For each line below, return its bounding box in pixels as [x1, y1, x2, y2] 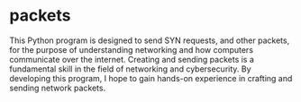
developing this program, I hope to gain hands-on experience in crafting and [9, 72, 293, 83]
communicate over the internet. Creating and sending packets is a [9, 54, 255, 64]
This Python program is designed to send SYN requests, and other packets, [9, 35, 290, 46]
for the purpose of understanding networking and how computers [9, 44, 254, 55]
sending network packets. [9, 82, 106, 93]
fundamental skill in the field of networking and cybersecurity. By [9, 64, 251, 74]
